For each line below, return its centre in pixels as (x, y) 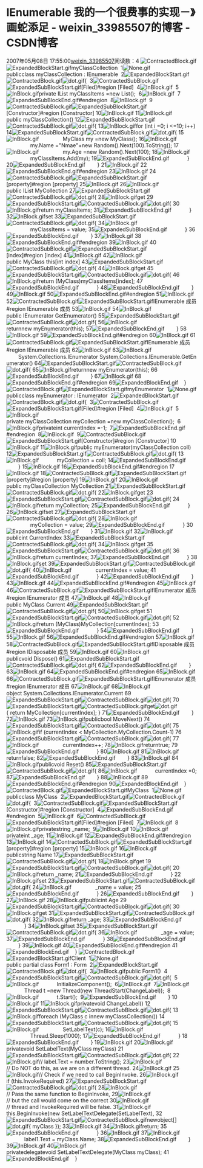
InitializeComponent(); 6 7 (107, 984)
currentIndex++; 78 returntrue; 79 (120, 745)
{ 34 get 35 (124, 544)
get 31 (46, 912)
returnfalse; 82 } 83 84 (92, 757)
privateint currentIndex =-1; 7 (76, 428)
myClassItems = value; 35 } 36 (113, 229)
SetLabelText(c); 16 (87, 1029)
